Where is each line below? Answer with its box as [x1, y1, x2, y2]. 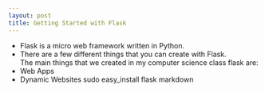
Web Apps [19, 66, 54, 75]
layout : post [8, 11, 52, 20]
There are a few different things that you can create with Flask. [19, 49, 227, 59]
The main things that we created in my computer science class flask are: [19, 57, 259, 67]
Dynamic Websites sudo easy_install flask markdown [19, 75, 194, 84]
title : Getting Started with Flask [8, 19, 127, 27]
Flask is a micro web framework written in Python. [19, 40, 185, 50]
